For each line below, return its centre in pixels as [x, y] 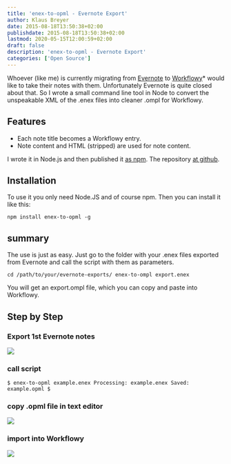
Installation [32, 180]
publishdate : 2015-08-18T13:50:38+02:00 [66, 33]
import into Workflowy [46, 438]
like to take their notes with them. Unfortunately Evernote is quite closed [110, 85]
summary [28, 238]
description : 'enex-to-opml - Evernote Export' [77, 52]
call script [24, 368]
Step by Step [35, 317]
